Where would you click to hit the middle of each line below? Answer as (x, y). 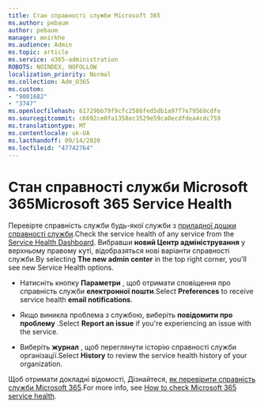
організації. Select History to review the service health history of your (133, 356)
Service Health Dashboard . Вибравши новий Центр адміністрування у (127, 243)
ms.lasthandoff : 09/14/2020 (55, 140)
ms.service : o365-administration (63, 60)
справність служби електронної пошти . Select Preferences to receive (137, 291)
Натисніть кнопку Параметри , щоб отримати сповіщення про (125, 283)
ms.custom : (26, 89)
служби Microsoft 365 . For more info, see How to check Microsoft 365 (123, 387)
